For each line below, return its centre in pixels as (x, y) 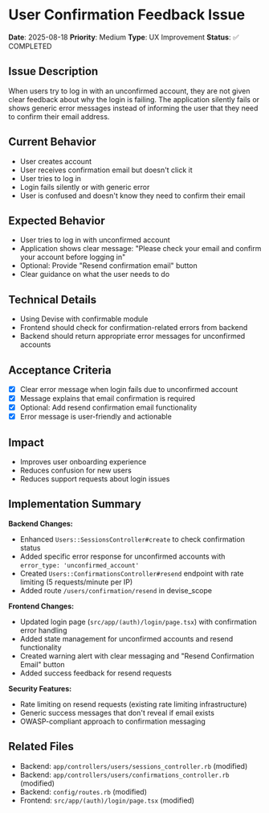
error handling (43, 630)
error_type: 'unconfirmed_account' (79, 565)
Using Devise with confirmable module (84, 319)
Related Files (41, 747)
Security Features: (40, 688)
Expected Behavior (57, 220)
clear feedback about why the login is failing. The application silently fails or (134, 99)
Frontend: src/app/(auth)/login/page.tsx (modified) (107, 800)
